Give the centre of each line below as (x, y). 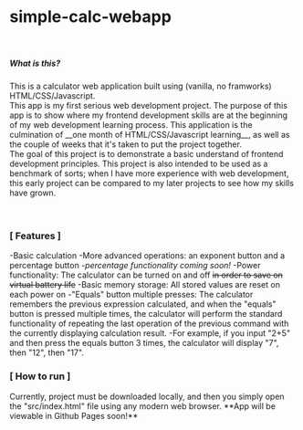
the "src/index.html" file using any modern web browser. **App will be (143, 406)
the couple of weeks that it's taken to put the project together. (125, 144)
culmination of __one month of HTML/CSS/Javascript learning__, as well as (150, 134)
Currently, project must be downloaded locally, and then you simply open (147, 396)
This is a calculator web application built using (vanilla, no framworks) (141, 86)
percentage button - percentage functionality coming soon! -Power (135, 266)
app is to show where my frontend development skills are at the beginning (149, 115)
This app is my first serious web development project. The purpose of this (148, 105)
